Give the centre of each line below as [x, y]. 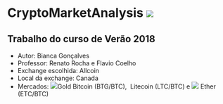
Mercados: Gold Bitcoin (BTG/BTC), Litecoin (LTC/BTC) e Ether [117, 86]
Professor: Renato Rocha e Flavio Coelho [77, 63]
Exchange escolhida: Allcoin [58, 71]
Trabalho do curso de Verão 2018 [82, 39]
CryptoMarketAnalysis [76, 13]
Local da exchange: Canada [58, 78]
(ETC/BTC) [33, 94]
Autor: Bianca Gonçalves [53, 56]
